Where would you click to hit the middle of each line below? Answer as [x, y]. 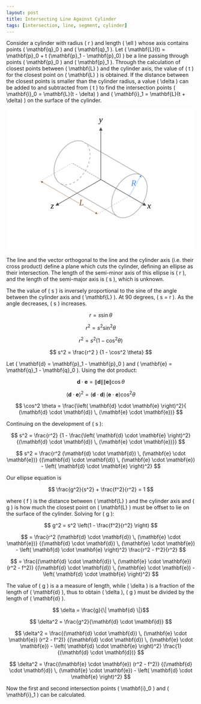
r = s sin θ [101, 315]
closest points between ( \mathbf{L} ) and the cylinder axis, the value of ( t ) [100, 68]
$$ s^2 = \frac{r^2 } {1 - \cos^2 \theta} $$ [101, 352]
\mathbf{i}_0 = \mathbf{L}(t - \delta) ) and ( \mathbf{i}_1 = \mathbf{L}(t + [96, 94]
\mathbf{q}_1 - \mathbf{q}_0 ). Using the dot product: [72, 370]
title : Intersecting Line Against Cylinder [61, 19]
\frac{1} [172, 646]
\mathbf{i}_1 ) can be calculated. [46, 695]
